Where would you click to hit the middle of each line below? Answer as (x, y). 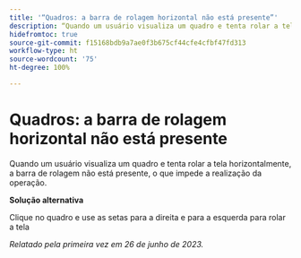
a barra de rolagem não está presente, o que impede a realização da (136, 173)
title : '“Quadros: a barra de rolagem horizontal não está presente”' (144, 17)
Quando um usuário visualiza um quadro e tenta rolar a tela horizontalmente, (150, 163)
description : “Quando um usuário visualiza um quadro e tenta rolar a (144, 26)
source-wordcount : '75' (54, 59)
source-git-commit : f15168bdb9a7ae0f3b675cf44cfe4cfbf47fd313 (128, 43)
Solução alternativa (47, 200)
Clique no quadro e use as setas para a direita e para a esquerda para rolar (148, 217)
